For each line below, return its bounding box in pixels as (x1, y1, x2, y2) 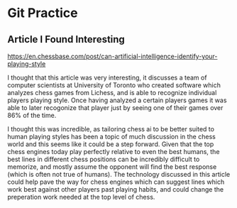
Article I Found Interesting (7, 33, 126, 45)
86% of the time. (7, 111, 57, 119)
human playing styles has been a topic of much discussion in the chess (7, 133, 216, 141)
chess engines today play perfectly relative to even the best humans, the (7, 148, 220, 155)
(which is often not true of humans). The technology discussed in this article (7, 170, 231, 178)
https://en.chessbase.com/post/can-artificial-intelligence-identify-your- (7, 52, 218, 60)
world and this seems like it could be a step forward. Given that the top (7, 140, 214, 148)
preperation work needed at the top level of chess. (7, 193, 155, 201)
